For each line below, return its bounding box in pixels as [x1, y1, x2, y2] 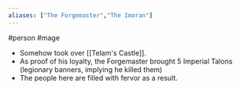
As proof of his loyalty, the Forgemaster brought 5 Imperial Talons [19, 56, 233, 66]
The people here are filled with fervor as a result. [19, 73, 179, 82]
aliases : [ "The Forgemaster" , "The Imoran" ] [8, 11, 153, 20]
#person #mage [8, 33, 61, 42]
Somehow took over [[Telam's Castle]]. [19, 48, 147, 57]
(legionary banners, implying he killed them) [19, 64, 163, 74]
